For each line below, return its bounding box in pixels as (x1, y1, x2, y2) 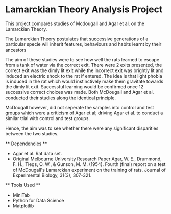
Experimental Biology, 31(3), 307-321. (12, 172, 92, 178)
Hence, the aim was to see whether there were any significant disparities (5, 125, 159, 131)
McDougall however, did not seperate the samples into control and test (5, 104, 154, 110)
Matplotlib (12, 203, 34, 209)
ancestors (5, 46, 27, 53)
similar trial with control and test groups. (5, 115, 90, 121)
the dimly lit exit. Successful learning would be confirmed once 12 (5, 83, 144, 90)
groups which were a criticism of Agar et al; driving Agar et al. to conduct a (5, 110, 163, 116)
